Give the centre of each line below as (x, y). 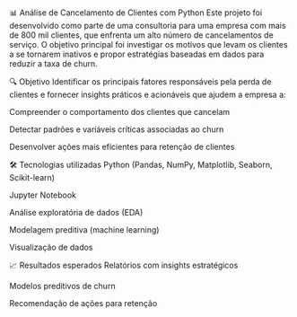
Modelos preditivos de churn (62, 286)
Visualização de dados (51, 247)
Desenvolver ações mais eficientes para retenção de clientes (122, 147)
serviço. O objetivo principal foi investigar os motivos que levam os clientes (149, 44)
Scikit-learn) (32, 177)
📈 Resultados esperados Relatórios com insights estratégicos (124, 265)
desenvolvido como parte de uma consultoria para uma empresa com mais (148, 26)
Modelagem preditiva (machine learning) (84, 230)
